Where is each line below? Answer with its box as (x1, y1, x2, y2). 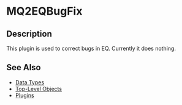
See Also (6, 62, 41, 73)
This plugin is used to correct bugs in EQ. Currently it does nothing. (6, 45, 176, 52)
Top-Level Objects (15, 85, 63, 92)
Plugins (15, 92, 35, 99)
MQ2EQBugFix (6, 4, 83, 18)
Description (6, 29, 52, 39)
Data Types (15, 78, 45, 86)
